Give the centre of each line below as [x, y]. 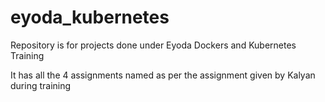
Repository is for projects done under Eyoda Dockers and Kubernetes [153, 45]
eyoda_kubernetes [90, 17]
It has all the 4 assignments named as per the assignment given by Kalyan [163, 75]
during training [41, 85]
